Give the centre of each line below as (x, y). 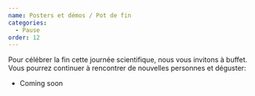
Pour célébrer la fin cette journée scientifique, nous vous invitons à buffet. (128, 60)
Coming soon (41, 83)
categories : (27, 23)
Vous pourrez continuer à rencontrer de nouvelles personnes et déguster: (127, 68)
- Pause (28, 30)
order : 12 (24, 37)
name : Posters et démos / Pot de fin (70, 15)
